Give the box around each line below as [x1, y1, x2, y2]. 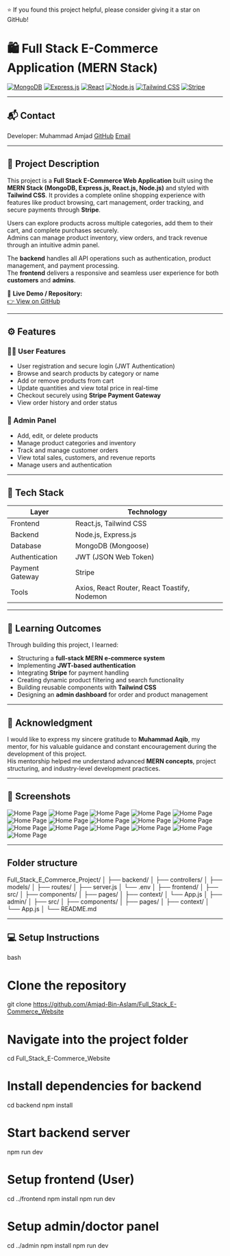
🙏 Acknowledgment [7, 717, 93, 728]
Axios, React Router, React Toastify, [75, 583, 190, 593]
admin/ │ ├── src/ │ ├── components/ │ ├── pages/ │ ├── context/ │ [7, 897, 210, 906]
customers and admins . [7, 276, 76, 284]
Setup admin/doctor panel [7, 1219, 159, 1235]
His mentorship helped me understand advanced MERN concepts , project [7, 756, 216, 765]
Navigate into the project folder [7, 1031, 188, 1047]
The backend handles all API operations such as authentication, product [7, 254, 211, 262]
